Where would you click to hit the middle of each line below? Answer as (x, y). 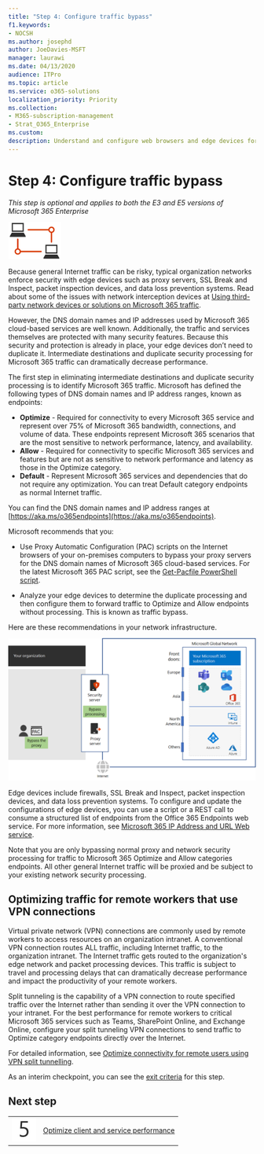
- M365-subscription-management (61, 116)
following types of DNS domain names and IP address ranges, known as (125, 394)
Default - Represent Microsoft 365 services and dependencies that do (134, 476)
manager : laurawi (37, 58)
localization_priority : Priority (63, 99)
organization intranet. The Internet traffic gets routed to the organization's (128, 956)
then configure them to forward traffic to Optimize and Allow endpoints (134, 603)
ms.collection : (33, 108)
